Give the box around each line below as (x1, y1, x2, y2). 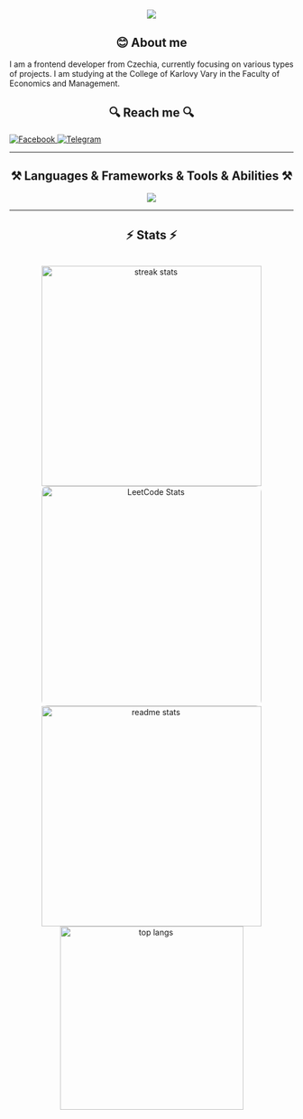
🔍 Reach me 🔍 (108, 105, 195, 121)
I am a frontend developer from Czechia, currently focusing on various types (9, 59, 295, 70)
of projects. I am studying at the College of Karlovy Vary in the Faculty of (9, 69, 280, 79)
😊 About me (115, 34, 188, 50)
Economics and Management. (9, 78, 120, 89)
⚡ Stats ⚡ (125, 228, 178, 243)
